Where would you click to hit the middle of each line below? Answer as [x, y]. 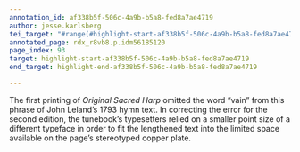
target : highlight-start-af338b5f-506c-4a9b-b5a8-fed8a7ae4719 [129, 59]
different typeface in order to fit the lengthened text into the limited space [144, 128]
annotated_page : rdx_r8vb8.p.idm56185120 [87, 42]
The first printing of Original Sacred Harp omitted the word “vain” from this [147, 100]
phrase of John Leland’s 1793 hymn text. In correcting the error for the [138, 109]
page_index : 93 [37, 51]
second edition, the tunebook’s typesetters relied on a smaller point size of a [150, 119]
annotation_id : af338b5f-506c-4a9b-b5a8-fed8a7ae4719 [112, 17]
